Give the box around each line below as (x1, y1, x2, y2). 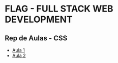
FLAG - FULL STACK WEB (5, 3, 113, 15)
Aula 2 (12, 52, 26, 58)
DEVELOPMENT (5, 14, 73, 25)
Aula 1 (12, 47, 25, 53)
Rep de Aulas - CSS (5, 34, 68, 42)
